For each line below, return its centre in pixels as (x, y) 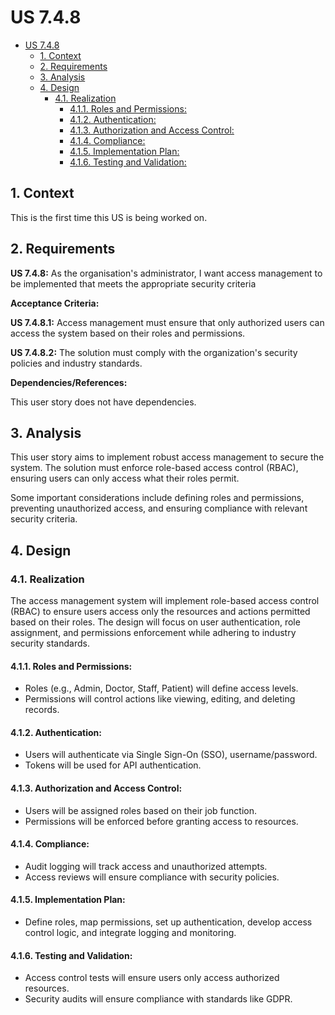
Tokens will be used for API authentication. (113, 765)
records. (42, 710)
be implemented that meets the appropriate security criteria (133, 283)
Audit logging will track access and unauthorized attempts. (146, 866)
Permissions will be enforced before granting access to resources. (161, 821)
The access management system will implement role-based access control (165, 601)
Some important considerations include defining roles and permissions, (157, 498)
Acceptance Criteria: (55, 303)
